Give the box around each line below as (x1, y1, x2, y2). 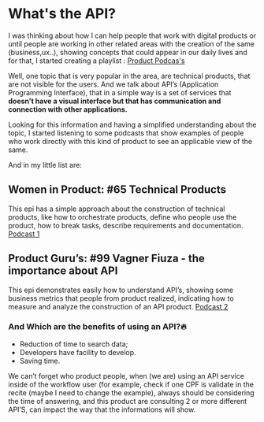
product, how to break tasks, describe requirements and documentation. (8, 220, 244, 230)
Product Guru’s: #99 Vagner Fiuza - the (8, 252, 205, 265)
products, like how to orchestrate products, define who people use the (8, 212, 237, 221)
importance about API (8, 265, 118, 278)
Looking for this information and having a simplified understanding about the (8, 120, 257, 129)
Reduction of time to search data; (19, 339, 128, 349)
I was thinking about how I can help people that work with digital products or (8, 31, 257, 40)
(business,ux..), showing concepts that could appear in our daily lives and (8, 47, 247, 57)
